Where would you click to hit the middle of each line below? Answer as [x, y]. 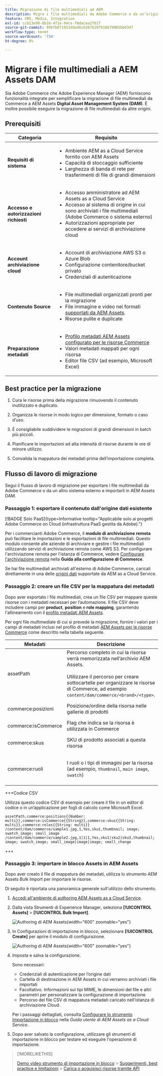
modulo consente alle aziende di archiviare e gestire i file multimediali [74, 544]
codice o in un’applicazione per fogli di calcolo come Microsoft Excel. [74, 807]
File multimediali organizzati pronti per [109, 294]
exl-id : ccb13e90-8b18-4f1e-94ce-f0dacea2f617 [53, 23]
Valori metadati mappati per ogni [102, 348]
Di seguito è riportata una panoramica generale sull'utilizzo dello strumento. [81, 889]
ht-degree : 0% [19, 41]
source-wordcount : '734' [30, 37]
